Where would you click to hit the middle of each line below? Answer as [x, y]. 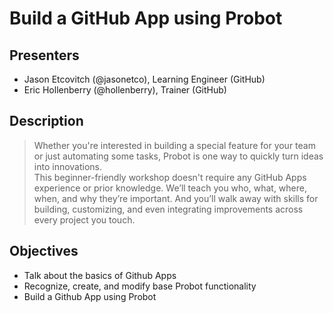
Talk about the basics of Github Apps [100, 275]
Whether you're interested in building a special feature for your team [174, 145]
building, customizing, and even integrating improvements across [168, 209]
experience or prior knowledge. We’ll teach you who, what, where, [170, 188]
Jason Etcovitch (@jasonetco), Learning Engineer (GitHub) [144, 79]
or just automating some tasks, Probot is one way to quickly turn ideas [178, 156]
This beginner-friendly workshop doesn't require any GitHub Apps [170, 177]
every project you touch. [84, 219]
